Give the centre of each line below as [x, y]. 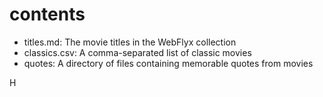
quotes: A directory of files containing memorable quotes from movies [168, 63]
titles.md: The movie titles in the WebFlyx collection [130, 42]
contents [47, 14]
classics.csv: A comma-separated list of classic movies [137, 52]
